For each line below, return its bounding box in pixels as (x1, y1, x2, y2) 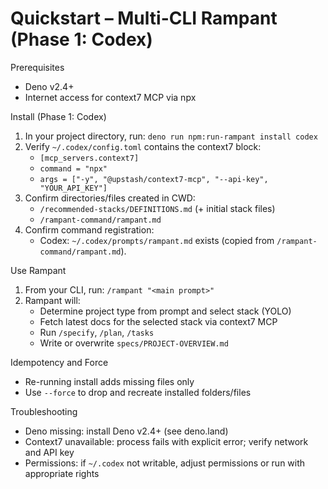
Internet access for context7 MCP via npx (24, 91, 197, 103)
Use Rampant (10, 264, 67, 276)
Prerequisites (10, 61, 65, 73)
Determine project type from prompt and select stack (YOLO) (39, 305, 292, 317)
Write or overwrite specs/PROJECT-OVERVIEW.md (39, 337, 229, 349)
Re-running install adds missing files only (24, 375, 195, 387)
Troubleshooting (10, 405, 78, 417)
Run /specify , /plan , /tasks (39, 326, 155, 338)
